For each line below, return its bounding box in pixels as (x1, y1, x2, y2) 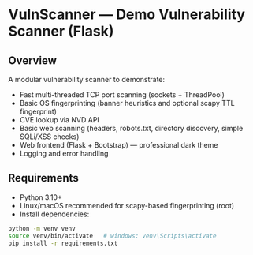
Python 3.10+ (19, 192, 63, 202)
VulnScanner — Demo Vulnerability (8, 6, 246, 24)
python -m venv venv (8, 224, 76, 232)
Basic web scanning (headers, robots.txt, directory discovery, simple (19, 124, 244, 133)
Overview (8, 54, 58, 67)
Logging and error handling (19, 148, 109, 158)
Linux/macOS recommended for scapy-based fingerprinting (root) (19, 201, 235, 210)
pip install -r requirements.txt (8, 239, 118, 247)
